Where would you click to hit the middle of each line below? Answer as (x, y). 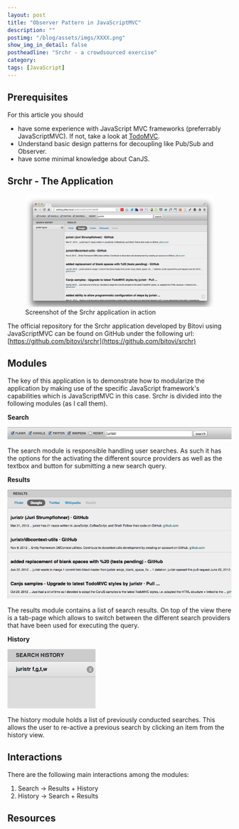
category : (22, 61)
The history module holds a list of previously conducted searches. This (111, 719)
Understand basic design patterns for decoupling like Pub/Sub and (116, 143)
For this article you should (46, 115)
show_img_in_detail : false (47, 45)
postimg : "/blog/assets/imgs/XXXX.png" (67, 38)
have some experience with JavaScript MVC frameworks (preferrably (119, 128)
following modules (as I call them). (58, 403)
